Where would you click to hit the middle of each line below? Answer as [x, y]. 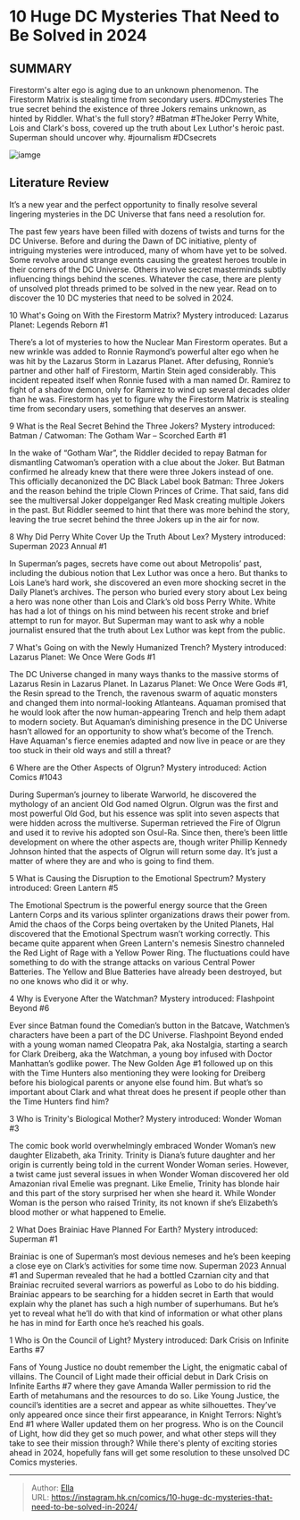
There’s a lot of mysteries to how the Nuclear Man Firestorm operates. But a [149, 342]
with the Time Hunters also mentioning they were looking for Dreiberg [137, 1073]
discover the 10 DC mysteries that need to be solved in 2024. [121, 298]
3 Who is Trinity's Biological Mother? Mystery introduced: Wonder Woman [146, 1118]
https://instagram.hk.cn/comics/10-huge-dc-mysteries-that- [162, 1497]
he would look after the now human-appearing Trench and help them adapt [147, 712]
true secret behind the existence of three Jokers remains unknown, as [138, 109]
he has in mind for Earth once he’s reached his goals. [107, 1322]
